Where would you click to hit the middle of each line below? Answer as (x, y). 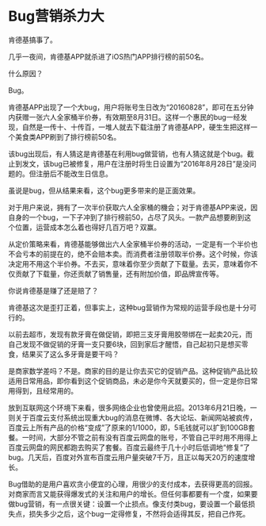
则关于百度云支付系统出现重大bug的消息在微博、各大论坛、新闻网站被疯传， (133, 417)
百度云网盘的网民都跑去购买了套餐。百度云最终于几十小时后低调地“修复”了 (129, 447)
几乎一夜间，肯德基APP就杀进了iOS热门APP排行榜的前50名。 (108, 56)
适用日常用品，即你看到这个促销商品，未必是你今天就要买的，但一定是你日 (129, 381)
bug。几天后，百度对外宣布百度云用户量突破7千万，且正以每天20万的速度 (128, 457)
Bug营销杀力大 (56, 16)
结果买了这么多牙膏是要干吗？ (70, 354)
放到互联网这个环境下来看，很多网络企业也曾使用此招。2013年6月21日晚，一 (133, 407)
